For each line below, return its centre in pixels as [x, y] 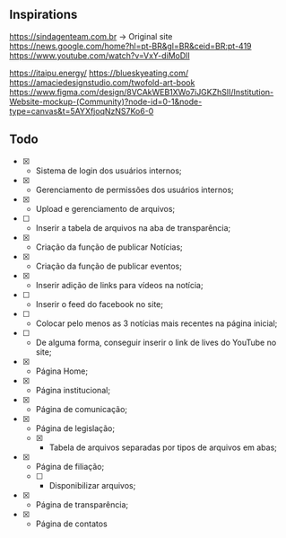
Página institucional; [73, 390]
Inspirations [43, 15]
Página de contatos [71, 524]
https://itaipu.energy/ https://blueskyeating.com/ [99, 73]
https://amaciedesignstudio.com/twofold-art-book [102, 82]
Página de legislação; [75, 428]
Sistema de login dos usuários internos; [108, 171]
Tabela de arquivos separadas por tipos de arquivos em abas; [163, 447]
